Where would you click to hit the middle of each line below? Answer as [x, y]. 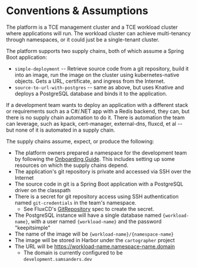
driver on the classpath [43, 190]
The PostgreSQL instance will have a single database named [88, 215]
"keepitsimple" [32, 227]
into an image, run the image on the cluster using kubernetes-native [97, 75]
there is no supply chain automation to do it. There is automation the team [96, 117]
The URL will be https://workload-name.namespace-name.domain [95, 246]
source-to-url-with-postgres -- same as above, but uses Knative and [99, 87]
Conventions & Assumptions [77, 11]
